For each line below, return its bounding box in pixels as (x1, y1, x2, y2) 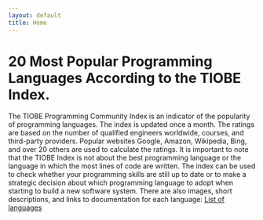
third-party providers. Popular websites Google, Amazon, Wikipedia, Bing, (8, 136, 247, 146)
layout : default (8, 11, 61, 20)
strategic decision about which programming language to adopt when (8, 178, 234, 188)
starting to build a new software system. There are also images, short (8, 186, 233, 196)
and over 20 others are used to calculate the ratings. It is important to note (8, 145, 249, 154)
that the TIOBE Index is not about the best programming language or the (8, 153, 242, 163)
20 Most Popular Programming (8, 52, 213, 70)
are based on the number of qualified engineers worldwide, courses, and (8, 128, 244, 138)
